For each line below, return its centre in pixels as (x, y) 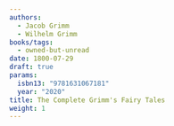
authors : (25, 17)
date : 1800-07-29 (41, 59)
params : (24, 75)
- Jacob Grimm (43, 26)
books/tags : (31, 42)
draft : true (31, 67)
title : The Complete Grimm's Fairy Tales (87, 100)
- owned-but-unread (54, 51)
